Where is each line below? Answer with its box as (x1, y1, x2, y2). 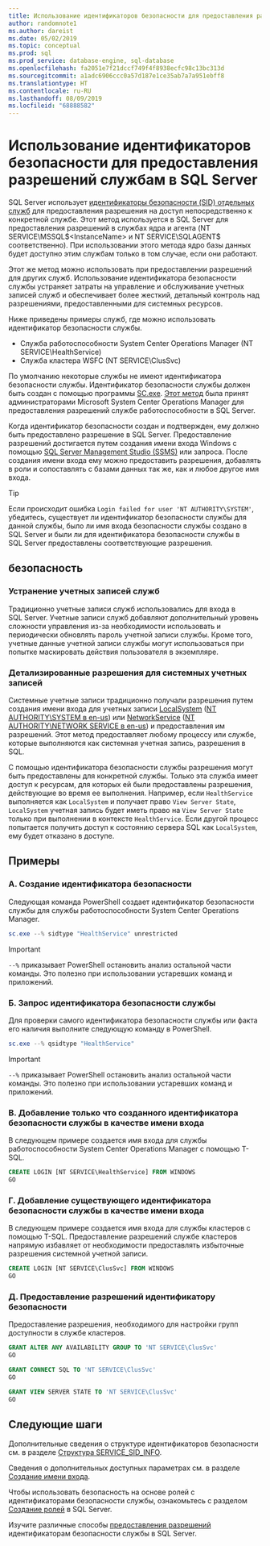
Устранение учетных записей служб (8, 585, 160, 597)
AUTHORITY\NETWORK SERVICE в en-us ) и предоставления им (8, 721, 225, 731)
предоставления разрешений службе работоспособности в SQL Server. (8, 406, 256, 415)
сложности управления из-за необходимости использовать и (8, 621, 221, 631)
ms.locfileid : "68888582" (8, 102, 95, 110)
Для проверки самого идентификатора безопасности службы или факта (8, 1015, 259, 1025)
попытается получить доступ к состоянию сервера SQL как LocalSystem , (8, 823, 258, 832)
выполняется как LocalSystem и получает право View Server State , (8, 797, 236, 806)
